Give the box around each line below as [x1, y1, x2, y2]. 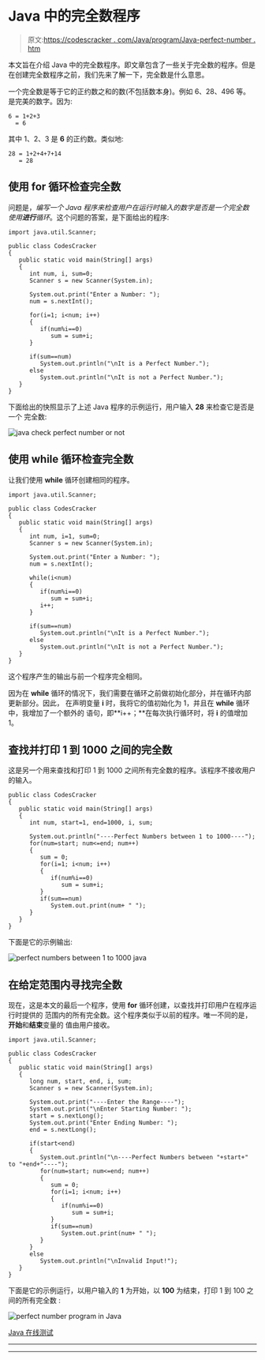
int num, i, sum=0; [28, 269, 93, 277]
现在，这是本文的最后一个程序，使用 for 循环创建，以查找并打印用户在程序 [8, 1001, 250, 1010]
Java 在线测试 [8, 1328, 54, 1337]
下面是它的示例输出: [8, 937, 73, 947]
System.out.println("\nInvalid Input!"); [39, 1257, 178, 1265]
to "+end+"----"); [8, 1160, 69, 1169]
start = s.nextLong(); [28, 1112, 104, 1120]
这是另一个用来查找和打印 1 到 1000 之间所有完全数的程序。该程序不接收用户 [8, 765, 256, 775]
